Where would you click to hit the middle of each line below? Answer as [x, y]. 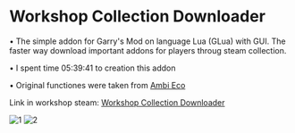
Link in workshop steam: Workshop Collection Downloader [117, 102]
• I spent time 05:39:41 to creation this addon [93, 68]
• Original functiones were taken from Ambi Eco [97, 85]
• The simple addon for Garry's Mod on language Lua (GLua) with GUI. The [147, 41]
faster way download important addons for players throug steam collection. [148, 50]
